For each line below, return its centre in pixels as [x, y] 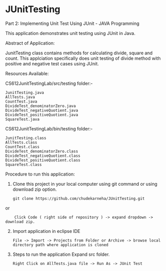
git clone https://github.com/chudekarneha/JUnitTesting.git [79, 198]
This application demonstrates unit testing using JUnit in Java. [70, 33]
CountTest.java [21, 101]
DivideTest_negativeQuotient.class [43, 156]
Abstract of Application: [30, 43]
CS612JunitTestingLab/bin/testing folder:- [49, 128]
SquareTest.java [22, 119]
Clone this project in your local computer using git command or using [85, 184]
